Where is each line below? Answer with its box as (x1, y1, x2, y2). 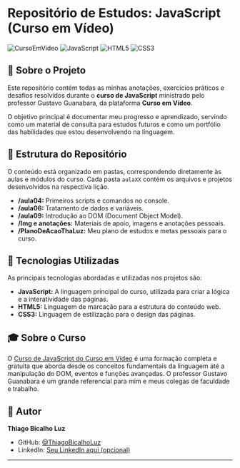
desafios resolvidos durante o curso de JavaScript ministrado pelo (7, 91, 205, 99)
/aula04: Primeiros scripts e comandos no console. (17, 196, 170, 205)
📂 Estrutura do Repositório (7, 148, 127, 161)
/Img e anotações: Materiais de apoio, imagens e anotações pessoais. (17, 219, 226, 228)
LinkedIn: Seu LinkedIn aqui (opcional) (17, 446, 131, 454)
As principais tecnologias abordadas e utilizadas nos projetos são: (7, 273, 202, 283)
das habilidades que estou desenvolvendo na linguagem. (7, 127, 175, 136)
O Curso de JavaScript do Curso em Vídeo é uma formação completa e (7, 355, 217, 363)
